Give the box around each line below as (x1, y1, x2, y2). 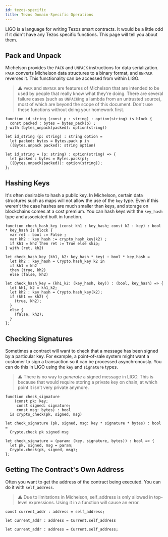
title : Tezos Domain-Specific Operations (5, 12, 94, 17)
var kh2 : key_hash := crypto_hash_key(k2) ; (10, 237, 107, 242)
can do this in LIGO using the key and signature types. (5, 364, 119, 370)
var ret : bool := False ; (10, 232, 67, 237)
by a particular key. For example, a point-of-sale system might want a (5, 353, 150, 359)
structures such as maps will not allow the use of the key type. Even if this (5, 198, 159, 204)
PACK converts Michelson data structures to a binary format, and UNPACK (5, 70, 153, 76)
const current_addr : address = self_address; (5, 509, 105, 514)
